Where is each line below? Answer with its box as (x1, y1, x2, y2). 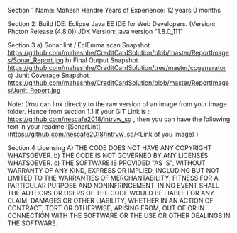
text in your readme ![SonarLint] (7, 123, 101, 130)
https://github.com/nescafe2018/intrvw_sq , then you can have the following (7, 115, 231, 123)
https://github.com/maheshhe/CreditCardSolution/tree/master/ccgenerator (7, 64, 226, 72)
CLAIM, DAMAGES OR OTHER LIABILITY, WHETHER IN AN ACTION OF (7, 196, 214, 205)
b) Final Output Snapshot (65, 56, 138, 64)
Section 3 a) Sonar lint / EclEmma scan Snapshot (7, 41, 150, 49)
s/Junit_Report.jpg (7, 86, 61, 94)
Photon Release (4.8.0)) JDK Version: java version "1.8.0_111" (7, 28, 183, 35)
